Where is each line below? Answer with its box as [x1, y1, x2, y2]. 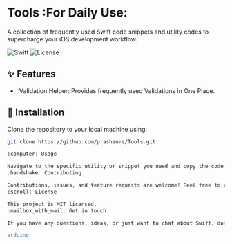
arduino [7, 232, 30, 239]
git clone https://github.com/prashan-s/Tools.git [7, 138, 156, 145]
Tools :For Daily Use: [7, 5, 128, 21]
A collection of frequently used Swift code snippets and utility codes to [7, 28, 209, 36]
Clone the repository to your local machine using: [7, 125, 147, 133]
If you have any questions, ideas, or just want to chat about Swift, [7, 219, 215, 227]
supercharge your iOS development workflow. [7, 34, 138, 43]
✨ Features [7, 68, 56, 80]
